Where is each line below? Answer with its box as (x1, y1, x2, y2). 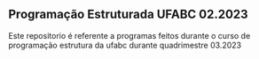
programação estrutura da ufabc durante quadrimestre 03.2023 (8, 40, 241, 50)
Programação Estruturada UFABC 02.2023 (8, 7, 249, 22)
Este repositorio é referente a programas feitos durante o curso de (8, 30, 251, 41)
